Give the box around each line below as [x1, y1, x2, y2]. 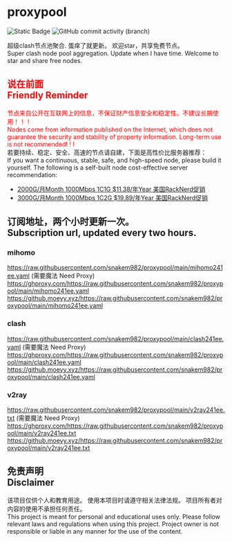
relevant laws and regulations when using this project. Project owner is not [7, 520, 220, 528]
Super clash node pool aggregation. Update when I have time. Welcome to [7, 49, 219, 57]
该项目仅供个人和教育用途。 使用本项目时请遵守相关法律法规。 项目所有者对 [7, 496, 222, 504]
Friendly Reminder [7, 89, 88, 101]
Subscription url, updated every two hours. [7, 227, 197, 239]
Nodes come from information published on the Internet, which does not [7, 125, 213, 134]
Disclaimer [7, 477, 55, 489]
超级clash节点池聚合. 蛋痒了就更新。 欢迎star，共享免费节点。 [7, 41, 184, 49]
